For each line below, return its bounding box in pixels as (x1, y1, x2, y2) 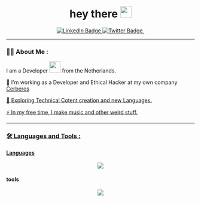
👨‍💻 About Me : (6, 47, 49, 56)
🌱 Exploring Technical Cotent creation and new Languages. (6, 97, 153, 104)
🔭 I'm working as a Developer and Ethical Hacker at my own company (6, 79, 178, 86)
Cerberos (6, 85, 30, 92)
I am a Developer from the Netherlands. (6, 67, 117, 74)
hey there (69, 7, 118, 21)
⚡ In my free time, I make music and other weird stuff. (6, 108, 138, 116)
